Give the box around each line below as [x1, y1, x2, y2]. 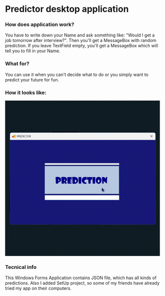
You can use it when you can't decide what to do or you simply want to [5, 72, 149, 77]
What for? [5, 60, 29, 67]
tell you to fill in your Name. [5, 48, 60, 54]
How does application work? [5, 21, 75, 28]
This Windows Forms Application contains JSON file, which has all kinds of [5, 275, 157, 281]
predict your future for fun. [5, 76, 59, 82]
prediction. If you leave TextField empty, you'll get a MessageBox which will [5, 43, 158, 49]
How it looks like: [5, 89, 47, 96]
